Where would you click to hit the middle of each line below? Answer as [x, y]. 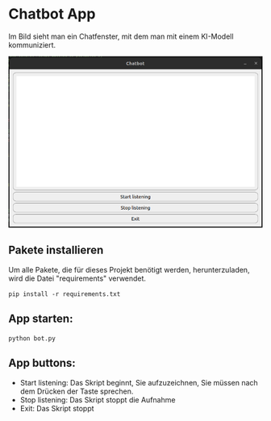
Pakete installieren [56, 250]
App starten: [41, 319]
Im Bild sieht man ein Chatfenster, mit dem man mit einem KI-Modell [121, 36]
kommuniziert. [32, 44]
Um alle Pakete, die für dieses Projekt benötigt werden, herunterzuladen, [129, 269]
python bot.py [32, 338]
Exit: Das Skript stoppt [57, 408]
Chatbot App [52, 14]
